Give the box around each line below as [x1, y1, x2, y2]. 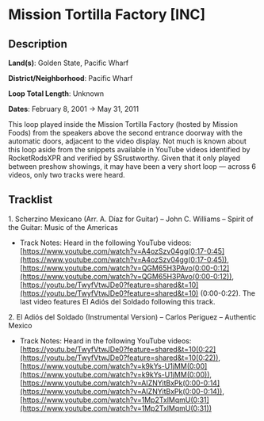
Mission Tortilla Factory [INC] [8, 6, 206, 24]
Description [8, 37, 67, 51]
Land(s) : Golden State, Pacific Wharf [8, 58, 129, 67]
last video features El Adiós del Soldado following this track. [19, 297, 216, 306]
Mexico [8, 320, 33, 330]
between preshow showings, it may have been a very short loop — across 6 [8, 162, 256, 171]
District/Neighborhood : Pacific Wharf [8, 74, 133, 82]
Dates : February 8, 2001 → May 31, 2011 [8, 105, 140, 113]
